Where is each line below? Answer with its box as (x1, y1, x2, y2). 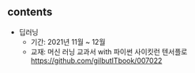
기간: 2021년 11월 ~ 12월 (30, 37, 106, 46)
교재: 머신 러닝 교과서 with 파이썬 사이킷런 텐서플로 (30, 46, 188, 57)
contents (7, 5, 53, 19)
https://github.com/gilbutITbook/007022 (30, 56, 163, 65)
